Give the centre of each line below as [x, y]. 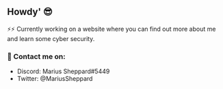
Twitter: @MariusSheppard [55, 79]
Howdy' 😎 [30, 12]
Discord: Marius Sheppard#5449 [63, 71]
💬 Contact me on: [37, 56]
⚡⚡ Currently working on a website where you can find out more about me [112, 29]
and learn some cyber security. [51, 38]
